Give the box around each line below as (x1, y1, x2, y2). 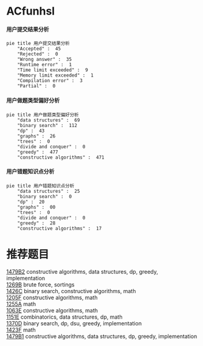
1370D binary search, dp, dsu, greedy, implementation (6, 319, 142, 327)
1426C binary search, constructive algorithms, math (6, 287, 136, 294)
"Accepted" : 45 (17, 46, 61, 52)
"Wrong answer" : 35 (17, 57, 72, 63)
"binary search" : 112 (17, 122, 78, 128)
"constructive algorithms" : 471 (17, 154, 105, 161)
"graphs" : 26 (17, 133, 56, 139)
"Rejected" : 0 (17, 51, 59, 57)
